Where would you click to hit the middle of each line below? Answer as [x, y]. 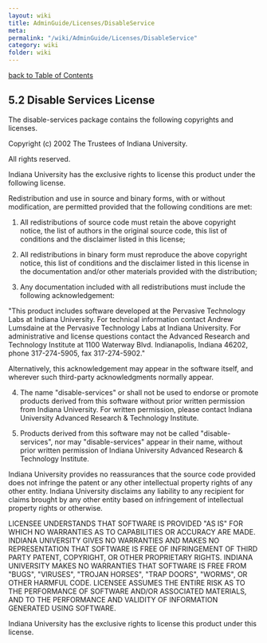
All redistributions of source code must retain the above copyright [128, 222]
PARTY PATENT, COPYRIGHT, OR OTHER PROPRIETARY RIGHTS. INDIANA [131, 557]
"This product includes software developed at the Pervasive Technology [127, 311]
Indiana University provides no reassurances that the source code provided [132, 474]
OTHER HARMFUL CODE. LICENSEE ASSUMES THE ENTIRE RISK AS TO [127, 582]
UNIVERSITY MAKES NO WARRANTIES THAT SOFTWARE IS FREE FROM [128, 566]
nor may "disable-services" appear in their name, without [149, 441]
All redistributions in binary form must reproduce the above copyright [133, 254]
